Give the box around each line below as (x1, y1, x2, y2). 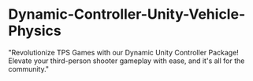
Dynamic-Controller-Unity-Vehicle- (8, 5, 246, 23)
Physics (8, 22, 61, 40)
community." (8, 64, 50, 73)
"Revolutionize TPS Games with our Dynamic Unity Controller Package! (8, 48, 239, 57)
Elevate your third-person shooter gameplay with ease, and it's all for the (8, 56, 245, 65)
